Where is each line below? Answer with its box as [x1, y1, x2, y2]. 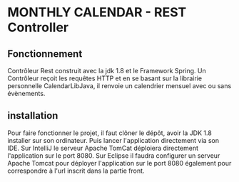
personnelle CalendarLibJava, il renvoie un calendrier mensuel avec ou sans [7, 82, 232, 90]
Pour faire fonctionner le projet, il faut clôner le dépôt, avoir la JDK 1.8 [7, 129, 212, 137]
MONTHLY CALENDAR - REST [7, 4, 187, 21]
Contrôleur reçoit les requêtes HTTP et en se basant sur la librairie [7, 74, 202, 82]
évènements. [7, 90, 46, 97]
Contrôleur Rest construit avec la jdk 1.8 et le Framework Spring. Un [7, 67, 206, 75]
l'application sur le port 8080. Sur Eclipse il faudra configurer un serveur [7, 151, 220, 160]
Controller [7, 19, 69, 36]
